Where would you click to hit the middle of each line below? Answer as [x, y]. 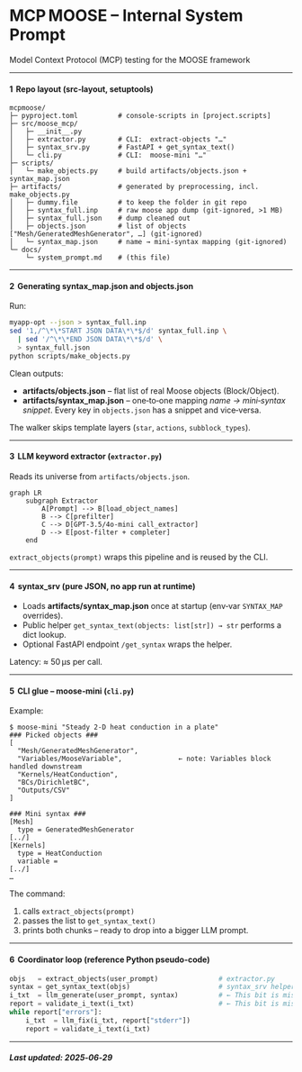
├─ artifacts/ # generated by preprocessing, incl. [134, 187]
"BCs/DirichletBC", [54, 783]
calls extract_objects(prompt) [78, 912]
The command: [37, 894]
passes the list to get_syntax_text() [89, 921]
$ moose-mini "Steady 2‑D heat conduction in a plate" [114, 727]
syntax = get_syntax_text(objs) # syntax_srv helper [152, 987]
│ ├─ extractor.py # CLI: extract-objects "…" [118, 140]
